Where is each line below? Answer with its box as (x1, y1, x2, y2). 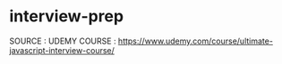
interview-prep (9, 6, 124, 27)
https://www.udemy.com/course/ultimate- (117, 36, 273, 46)
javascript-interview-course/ (9, 44, 115, 55)
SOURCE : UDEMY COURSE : (9, 36, 116, 46)
